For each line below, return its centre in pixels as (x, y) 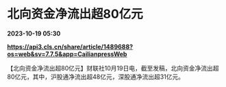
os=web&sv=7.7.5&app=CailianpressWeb (67, 54)
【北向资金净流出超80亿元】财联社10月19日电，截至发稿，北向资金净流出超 (113, 68)
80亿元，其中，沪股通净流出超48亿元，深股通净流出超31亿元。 (96, 77)
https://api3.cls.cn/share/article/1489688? (70, 47)
